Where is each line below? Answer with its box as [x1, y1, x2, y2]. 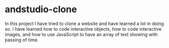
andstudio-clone [5, 4, 77, 15]
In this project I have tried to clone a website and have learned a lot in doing [5, 20, 164, 27]
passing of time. [5, 37, 39, 43]
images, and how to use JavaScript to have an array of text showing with [5, 31, 158, 37]
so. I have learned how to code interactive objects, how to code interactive [5, 26, 162, 32]
